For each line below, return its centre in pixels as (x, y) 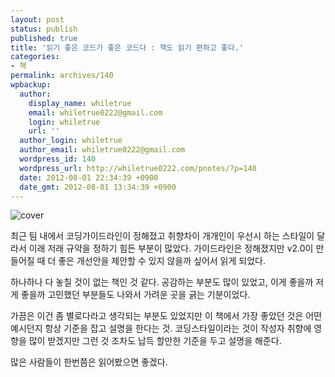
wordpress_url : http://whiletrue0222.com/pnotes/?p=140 (138, 168)
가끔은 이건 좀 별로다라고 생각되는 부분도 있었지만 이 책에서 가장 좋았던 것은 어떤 (166, 316)
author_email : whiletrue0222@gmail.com (102, 150)
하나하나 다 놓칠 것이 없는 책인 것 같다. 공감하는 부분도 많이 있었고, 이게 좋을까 (162, 282)
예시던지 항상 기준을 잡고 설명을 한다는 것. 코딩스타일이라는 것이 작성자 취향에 (161, 328)
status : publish (44, 29)
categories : (35, 57)
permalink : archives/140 (62, 76)
